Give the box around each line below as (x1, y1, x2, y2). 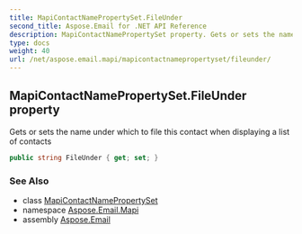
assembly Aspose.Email (22, 213, 111, 225)
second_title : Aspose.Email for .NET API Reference (9, 22, 207, 31)
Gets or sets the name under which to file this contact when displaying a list (9, 126, 290, 137)
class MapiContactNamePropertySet (22, 194, 159, 205)
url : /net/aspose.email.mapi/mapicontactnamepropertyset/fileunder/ (9, 55, 271, 64)
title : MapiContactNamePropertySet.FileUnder (9, 13, 182, 22)
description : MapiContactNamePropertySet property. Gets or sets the (9, 30, 276, 39)
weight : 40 (9, 47, 50, 56)
